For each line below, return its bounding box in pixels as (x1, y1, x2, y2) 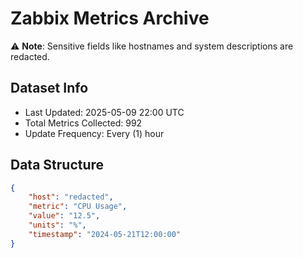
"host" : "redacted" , (28, 192, 114, 202)
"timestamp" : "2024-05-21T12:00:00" (28, 229, 182, 239)
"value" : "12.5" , (28, 211, 101, 221)
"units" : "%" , (28, 220, 87, 231)
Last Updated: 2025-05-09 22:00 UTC (24, 106, 185, 118)
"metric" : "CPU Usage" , (28, 202, 128, 212)
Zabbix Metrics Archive (10, 7, 210, 30)
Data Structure (10, 157, 105, 174)
